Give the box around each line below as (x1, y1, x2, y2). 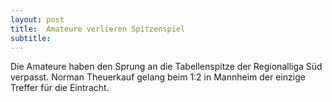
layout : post (10, 14, 65, 25)
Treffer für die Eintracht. (10, 82, 110, 94)
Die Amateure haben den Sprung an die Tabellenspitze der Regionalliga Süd (10, 61, 323, 73)
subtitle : (10, 33, 52, 43)
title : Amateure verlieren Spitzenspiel (10, 24, 186, 34)
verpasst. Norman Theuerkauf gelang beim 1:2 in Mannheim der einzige (10, 71, 306, 83)
